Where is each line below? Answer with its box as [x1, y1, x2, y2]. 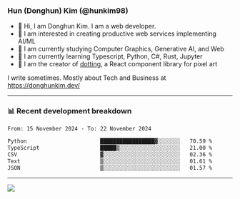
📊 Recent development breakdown [7, 106, 132, 116]
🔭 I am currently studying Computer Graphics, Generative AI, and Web [17, 45, 225, 53]
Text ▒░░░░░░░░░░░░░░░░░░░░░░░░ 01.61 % [7, 158, 213, 165]
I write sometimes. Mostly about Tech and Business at [7, 73, 166, 82]
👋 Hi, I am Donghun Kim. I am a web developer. [17, 22, 156, 31]
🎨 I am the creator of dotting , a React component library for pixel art [17, 60, 218, 68]
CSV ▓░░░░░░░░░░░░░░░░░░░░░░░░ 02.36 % [7, 151, 213, 158]
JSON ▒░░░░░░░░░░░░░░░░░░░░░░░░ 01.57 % [7, 164, 213, 171]
